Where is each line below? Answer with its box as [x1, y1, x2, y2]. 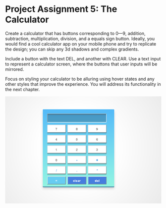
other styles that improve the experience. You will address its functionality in [5, 81, 161, 87]
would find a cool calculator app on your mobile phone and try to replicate [5, 41, 157, 47]
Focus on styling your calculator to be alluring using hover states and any [5, 76, 155, 82]
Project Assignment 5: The [5, 3, 117, 15]
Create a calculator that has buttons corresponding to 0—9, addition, [5, 30, 146, 36]
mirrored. [5, 66, 24, 72]
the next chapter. [5, 86, 40, 92]
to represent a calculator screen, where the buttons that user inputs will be [5, 61, 158, 67]
